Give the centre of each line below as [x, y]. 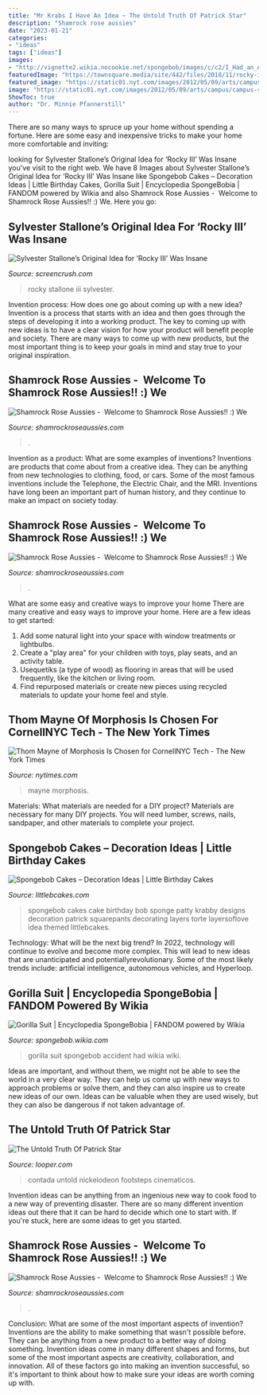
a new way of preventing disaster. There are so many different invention [126, 1203]
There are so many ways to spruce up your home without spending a [121, 127]
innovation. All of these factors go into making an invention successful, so [129, 1366]
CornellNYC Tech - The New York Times [109, 732]
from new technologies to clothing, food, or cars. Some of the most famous [132, 475]
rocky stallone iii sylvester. [71, 289]
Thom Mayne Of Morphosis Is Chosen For [113, 720]
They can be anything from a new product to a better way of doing [117, 1340]
